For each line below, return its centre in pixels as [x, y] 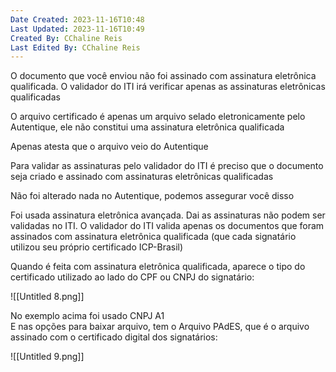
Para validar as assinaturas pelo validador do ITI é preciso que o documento [167, 166]
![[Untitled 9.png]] [47, 357]
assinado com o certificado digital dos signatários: [114, 337]
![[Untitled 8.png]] [47, 297]
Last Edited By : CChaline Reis [75, 47]
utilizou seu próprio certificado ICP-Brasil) [97, 247]
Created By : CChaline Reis [66, 38]
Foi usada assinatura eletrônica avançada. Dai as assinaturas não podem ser [168, 215]
